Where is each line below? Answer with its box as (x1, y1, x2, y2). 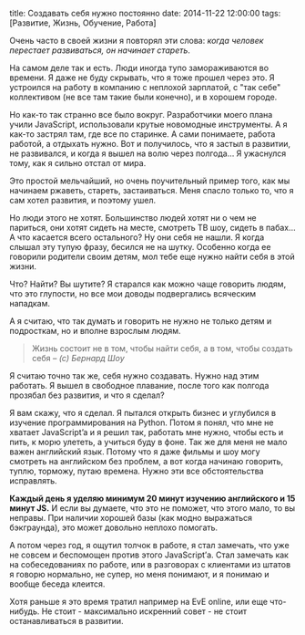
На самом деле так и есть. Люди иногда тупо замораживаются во (9, 63, 269, 73)
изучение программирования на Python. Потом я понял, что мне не (9, 417, 274, 428)
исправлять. (9, 475, 57, 486)
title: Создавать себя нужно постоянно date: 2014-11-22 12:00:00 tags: (9, 8, 281, 18)
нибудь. (9, 606, 40, 617)
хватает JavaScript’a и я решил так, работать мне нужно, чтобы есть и (9, 427, 284, 437)
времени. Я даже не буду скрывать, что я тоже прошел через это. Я (9, 72, 275, 83)
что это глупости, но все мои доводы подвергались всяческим (9, 288, 257, 299)
